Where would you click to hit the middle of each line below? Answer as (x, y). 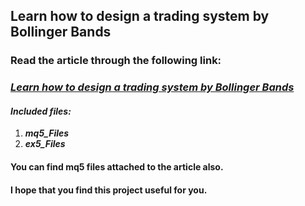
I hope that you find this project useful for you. (109, 190)
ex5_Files (45, 144)
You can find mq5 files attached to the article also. (117, 167)
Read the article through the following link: (116, 61)
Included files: (41, 111)
